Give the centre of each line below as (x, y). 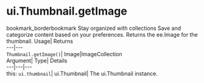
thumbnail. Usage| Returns (40, 41)
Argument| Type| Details (37, 60)
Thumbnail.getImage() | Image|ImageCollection (64, 54)
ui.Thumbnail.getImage (67, 11)
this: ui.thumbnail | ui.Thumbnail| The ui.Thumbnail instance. (82, 73)
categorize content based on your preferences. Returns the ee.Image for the (102, 34)
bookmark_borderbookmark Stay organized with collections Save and (94, 28)
